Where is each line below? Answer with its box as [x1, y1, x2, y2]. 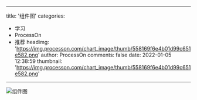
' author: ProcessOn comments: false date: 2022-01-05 [38, 51, 172, 58]
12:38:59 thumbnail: [14, 58, 63, 65]
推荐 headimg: [14, 39, 50, 45]
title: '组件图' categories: [6, 12, 66, 19]
